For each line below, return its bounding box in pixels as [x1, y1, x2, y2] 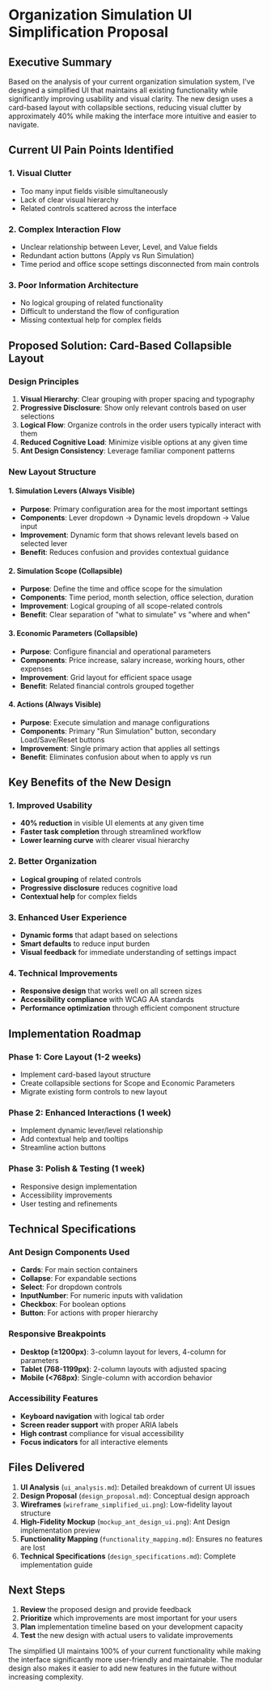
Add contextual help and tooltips [19, 1134, 129, 1144]
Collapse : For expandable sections [19, 1274, 138, 1284]
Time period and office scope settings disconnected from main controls [19, 259, 260, 269]
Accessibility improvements [19, 1190, 112, 1200]
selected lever [19, 539, 68, 548]
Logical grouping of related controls [19, 874, 142, 884]
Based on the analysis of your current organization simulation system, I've [8, 77, 255, 86]
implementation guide [19, 1559, 93, 1569]
